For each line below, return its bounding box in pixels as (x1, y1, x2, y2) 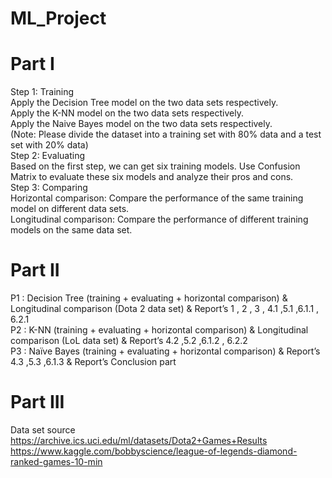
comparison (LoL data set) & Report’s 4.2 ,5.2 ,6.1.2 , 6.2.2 (10, 335, 248, 347)
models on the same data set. (10, 224, 133, 236)
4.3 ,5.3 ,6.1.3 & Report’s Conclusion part (10, 356, 177, 368)
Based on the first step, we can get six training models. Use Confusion (10, 160, 301, 172)
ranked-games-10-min (10, 456, 103, 467)
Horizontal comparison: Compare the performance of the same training (10, 192, 304, 204)
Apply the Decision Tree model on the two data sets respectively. (10, 97, 279, 109)
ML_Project (10, 7, 107, 30)
